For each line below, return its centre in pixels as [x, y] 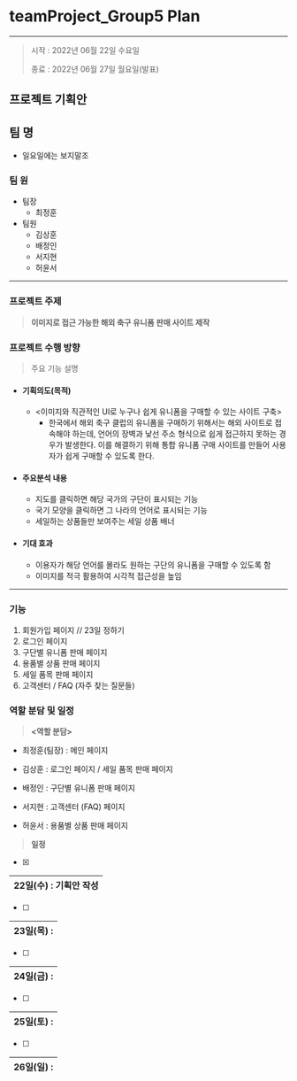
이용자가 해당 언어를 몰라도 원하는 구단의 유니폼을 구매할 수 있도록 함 [153, 565]
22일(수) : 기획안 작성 [56, 885]
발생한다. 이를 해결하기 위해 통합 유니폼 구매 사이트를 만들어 [168, 445]
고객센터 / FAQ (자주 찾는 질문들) [78, 685]
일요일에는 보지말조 [55, 156]
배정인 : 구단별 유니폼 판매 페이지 [78, 788]
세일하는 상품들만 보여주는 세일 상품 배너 [105, 521]
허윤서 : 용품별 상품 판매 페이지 [75, 826]
